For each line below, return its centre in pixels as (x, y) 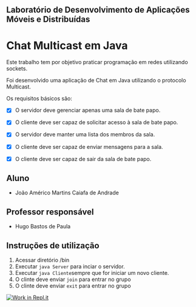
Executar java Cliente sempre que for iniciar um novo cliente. (92, 273)
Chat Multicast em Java (67, 45)
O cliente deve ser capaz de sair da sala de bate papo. (83, 159)
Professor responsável (50, 212)
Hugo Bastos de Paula (43, 226)
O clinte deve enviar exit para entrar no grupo (73, 286)
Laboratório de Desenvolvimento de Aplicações (98, 10)
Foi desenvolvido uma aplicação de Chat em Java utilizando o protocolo (96, 81)
